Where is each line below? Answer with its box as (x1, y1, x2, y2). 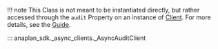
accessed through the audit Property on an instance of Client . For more (7, 13, 212, 21)
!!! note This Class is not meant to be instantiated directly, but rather (7, 6, 200, 14)
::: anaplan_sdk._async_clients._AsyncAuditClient (7, 34, 146, 42)
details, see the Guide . (7, 21, 71, 28)
